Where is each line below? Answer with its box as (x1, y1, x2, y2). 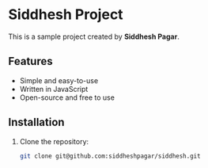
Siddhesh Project (8, 6, 124, 24)
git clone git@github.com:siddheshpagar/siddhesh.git (19, 152, 201, 160)
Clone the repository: (19, 136, 89, 146)
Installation (8, 116, 65, 129)
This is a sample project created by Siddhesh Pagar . (8, 32, 180, 41)
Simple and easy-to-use (19, 75, 99, 85)
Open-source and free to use (19, 93, 115, 102)
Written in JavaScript (19, 84, 89, 94)
